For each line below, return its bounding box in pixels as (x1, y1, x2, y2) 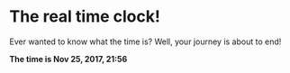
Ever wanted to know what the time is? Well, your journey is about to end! (9, 36, 282, 47)
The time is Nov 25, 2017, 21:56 (9, 53, 128, 64)
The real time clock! (9, 6, 160, 27)
